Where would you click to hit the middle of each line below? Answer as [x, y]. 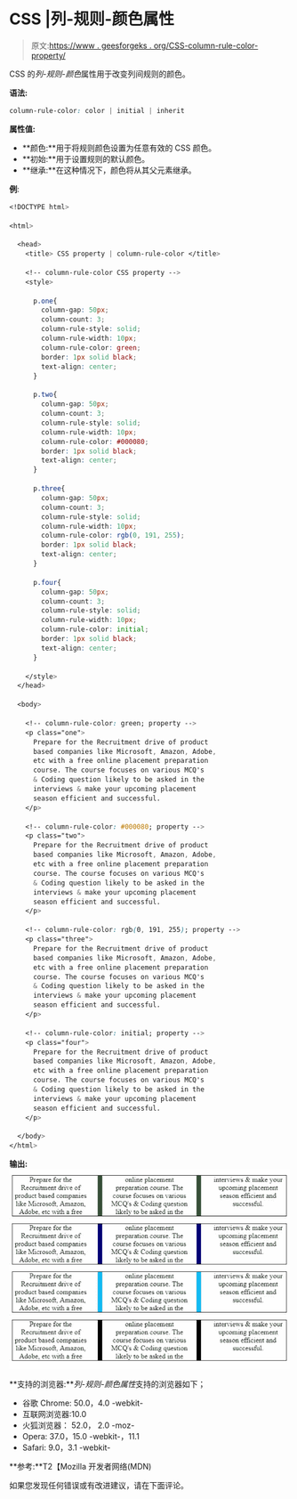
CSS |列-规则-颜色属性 [92, 19]
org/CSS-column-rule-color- [206, 45]
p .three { [49, 489]
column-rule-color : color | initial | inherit [97, 110]
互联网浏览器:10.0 [54, 1414]
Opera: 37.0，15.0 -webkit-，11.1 [80, 1436]
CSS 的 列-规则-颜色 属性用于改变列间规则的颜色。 [100, 74]
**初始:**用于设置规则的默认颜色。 [85, 158]
